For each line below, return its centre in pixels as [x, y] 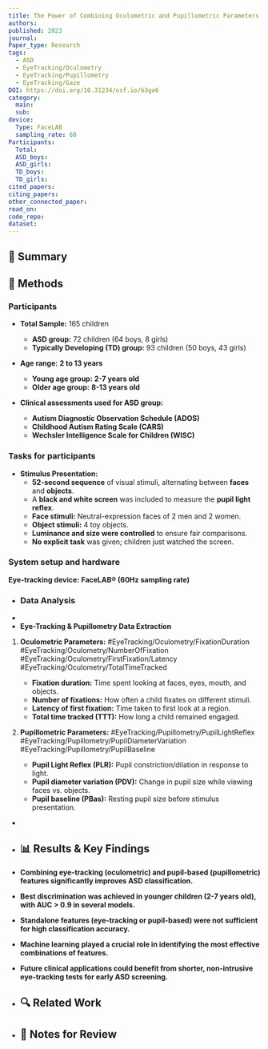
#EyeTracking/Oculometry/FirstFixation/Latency [98, 659]
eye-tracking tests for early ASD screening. [94, 976]
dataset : [23, 224]
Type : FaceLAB [39, 127]
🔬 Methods [36, 284]
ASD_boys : [32, 157]
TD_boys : [30, 172]
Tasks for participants [52, 456]
